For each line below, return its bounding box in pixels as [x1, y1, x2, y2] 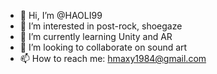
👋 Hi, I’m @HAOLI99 [19, 10, 103, 21]
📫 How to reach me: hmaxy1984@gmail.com [19, 53, 207, 64]
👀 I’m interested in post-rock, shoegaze [19, 20, 183, 32]
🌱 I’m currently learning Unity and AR [19, 31, 173, 42]
